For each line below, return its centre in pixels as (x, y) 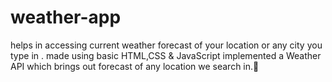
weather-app (66, 17)
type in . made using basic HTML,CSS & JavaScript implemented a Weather (166, 55)
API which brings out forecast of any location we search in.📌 (135, 66)
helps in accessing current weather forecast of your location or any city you (166, 45)
